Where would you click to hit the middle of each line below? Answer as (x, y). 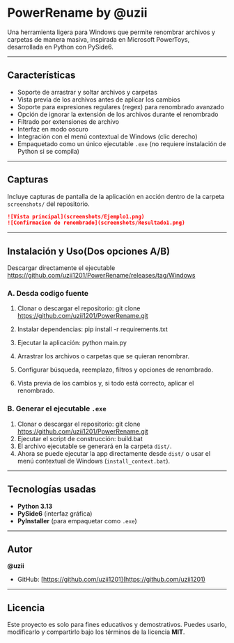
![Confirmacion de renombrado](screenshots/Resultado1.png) (96, 223)
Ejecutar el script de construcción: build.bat (80, 438)
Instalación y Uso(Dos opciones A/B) (89, 251)
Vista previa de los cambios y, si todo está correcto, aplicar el (106, 383)
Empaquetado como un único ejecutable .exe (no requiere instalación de (122, 143)
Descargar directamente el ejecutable (61, 268)
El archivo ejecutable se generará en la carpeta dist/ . (94, 446)
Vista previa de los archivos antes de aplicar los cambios (99, 100)
